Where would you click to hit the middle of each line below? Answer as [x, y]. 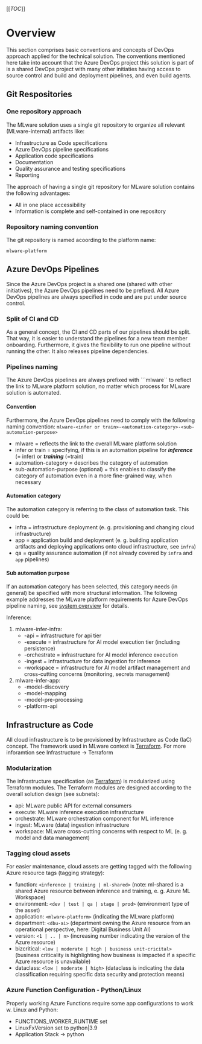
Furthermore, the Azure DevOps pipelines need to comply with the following [101, 420]
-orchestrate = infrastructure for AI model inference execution [101, 655]
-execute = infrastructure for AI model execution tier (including [102, 641]
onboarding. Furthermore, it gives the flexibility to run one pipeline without [99, 345]
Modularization [29, 768]
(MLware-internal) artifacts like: [46, 131]
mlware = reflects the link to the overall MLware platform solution [96, 444]
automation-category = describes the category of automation [91, 463]
